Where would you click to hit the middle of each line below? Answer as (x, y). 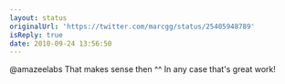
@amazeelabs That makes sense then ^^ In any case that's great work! (142, 69)
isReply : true (37, 35)
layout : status (38, 18)
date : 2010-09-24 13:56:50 (61, 43)
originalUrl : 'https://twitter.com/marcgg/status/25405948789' (132, 26)
